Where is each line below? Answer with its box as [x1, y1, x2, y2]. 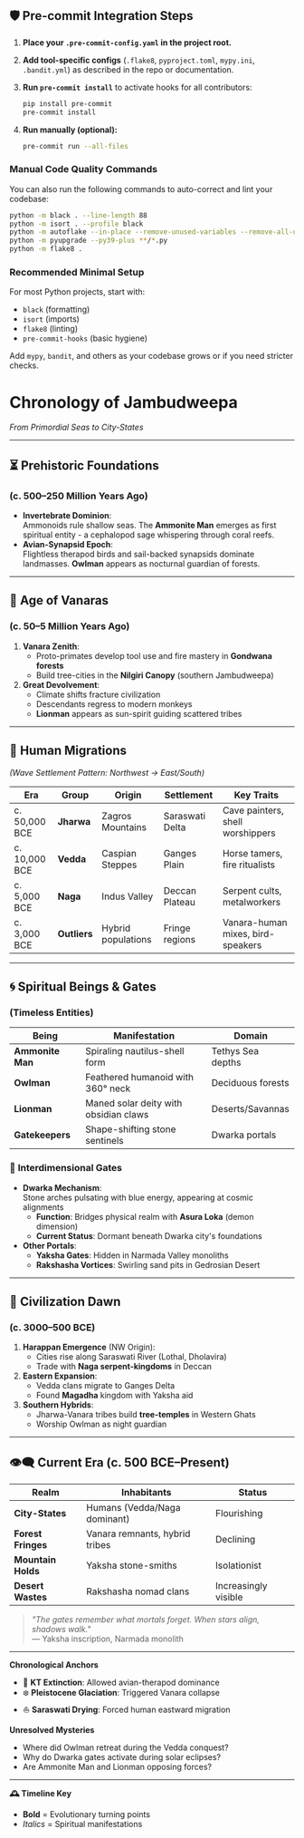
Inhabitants [121, 1486, 172, 1499]
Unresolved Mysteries [9, 1725, 95, 1736]
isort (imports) [22, 314, 80, 324]
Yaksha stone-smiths [85, 1559, 178, 1572]
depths [211, 1056, 242, 1069]
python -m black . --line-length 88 [9, 210, 147, 220]
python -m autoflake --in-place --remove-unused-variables [9, 227, 237, 237]
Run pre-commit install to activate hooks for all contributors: [22, 82, 252, 92]
